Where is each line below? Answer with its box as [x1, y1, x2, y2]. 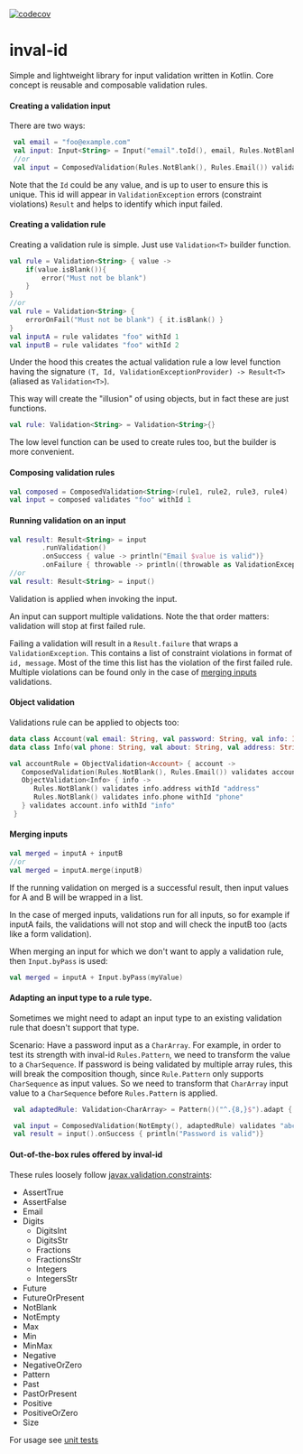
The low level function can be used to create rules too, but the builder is [9, 437, 277, 448]
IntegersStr [35, 1273, 78, 1283]
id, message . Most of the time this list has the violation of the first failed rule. [9, 657, 293, 668]
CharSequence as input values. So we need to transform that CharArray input [9, 1078, 289, 1088]
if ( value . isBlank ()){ [25, 264, 106, 274]
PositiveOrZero [22, 1407, 78, 1418]
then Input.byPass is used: [9, 955, 108, 966]
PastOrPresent [22, 1388, 78, 1399]
